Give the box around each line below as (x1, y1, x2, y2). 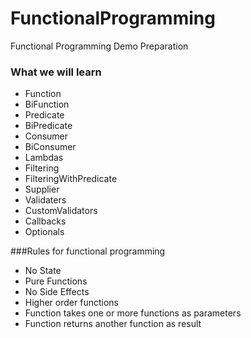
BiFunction (24, 98, 70, 111)
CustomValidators (24, 205, 98, 217)
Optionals (24, 226, 65, 238)
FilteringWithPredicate (24, 173, 118, 185)
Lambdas (24, 152, 64, 164)
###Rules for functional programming (10, 245, 166, 257)
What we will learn (10, 65, 102, 79)
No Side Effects (24, 286, 90, 298)
